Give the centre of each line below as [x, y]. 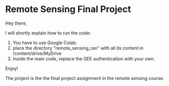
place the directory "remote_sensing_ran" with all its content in [78, 48]
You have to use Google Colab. [45, 42]
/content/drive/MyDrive [37, 53]
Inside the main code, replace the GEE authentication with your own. [84, 58]
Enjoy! [12, 68]
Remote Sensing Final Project [68, 9]
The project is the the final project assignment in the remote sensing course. [85, 78]
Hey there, [16, 23]
